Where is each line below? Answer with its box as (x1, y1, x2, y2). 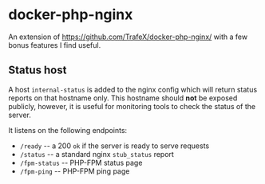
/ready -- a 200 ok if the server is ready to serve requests (19, 141, 210, 151)
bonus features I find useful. (8, 40, 101, 49)
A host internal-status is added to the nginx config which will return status (8, 84, 258, 94)
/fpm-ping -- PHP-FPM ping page (19, 166, 130, 176)
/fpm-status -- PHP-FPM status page (19, 158, 143, 167)
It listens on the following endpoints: (8, 125, 128, 135)
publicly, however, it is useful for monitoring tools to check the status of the (8, 101, 256, 111)
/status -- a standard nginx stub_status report (19, 149, 174, 159)
